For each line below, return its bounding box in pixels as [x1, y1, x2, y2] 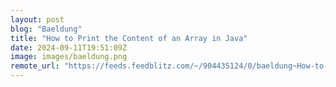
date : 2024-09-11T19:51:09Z [10, 42, 128, 53]
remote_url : [10, 61, 60, 71]
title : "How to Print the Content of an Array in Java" [10, 33, 248, 43]
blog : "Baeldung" [10, 24, 83, 34]
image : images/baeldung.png [10, 52, 128, 62]
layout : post [10, 14, 65, 25]
